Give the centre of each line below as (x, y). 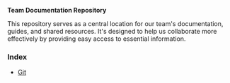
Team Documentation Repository (57, 10)
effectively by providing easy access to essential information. (97, 39)
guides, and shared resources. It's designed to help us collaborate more (112, 31)
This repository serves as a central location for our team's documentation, (115, 24)
